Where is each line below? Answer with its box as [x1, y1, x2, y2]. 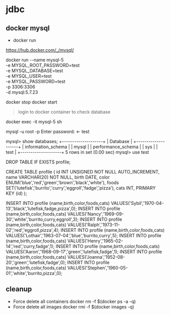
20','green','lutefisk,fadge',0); [6, 260, 66, 265]
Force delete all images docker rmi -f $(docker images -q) [13, 303, 135, 310]
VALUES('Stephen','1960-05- [67, 265, 128, 271]
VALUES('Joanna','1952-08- [67, 254, 125, 260]
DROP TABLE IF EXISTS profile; [6, 159, 71, 165]
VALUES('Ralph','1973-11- [67, 222, 120, 228]
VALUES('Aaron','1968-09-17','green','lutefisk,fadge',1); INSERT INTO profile [6, 249, 162, 255]
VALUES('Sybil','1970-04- [111, 200, 164, 206]
